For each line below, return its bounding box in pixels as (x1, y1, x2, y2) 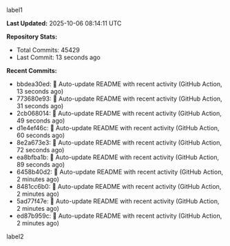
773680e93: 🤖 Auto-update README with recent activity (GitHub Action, (16, 94, 222, 103)
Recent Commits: (6, 67, 57, 74)
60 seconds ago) (16, 131, 65, 139)
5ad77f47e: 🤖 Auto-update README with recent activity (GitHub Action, (16, 197, 220, 205)
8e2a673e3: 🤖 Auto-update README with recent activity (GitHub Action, (16, 139, 222, 147)
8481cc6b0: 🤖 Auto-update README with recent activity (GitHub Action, (16, 183, 222, 190)
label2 (6, 232, 24, 240)
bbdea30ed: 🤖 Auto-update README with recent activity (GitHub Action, (16, 80, 222, 88)
